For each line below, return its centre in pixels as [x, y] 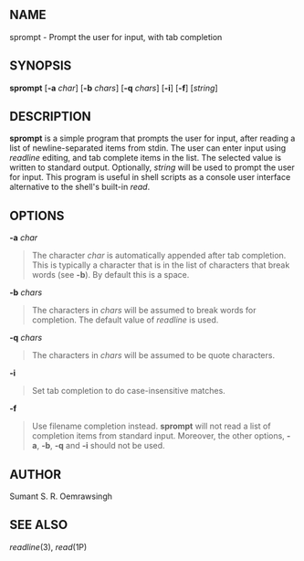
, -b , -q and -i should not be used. [101, 446]
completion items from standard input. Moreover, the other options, [158, 436]
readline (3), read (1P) [48, 546]
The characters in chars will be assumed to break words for [144, 311]
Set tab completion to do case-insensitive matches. [128, 391]
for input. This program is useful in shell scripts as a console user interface [150, 177]
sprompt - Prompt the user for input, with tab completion [116, 37]
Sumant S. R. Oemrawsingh [61, 496]
